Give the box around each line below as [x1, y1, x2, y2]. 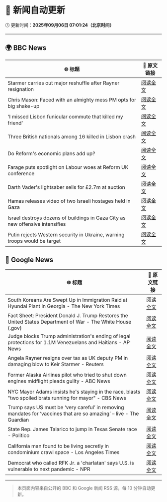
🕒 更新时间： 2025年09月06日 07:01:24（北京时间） [5, 22, 114, 28]
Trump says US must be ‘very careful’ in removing [7, 404, 124, 411]
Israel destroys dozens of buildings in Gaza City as [7, 214, 126, 221]
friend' [7, 119, 23, 126]
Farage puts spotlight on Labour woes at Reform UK [7, 163, 129, 170]
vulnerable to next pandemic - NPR [7, 466, 90, 473]
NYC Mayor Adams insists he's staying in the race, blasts [7, 388, 141, 395]
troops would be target [7, 237, 61, 244]
